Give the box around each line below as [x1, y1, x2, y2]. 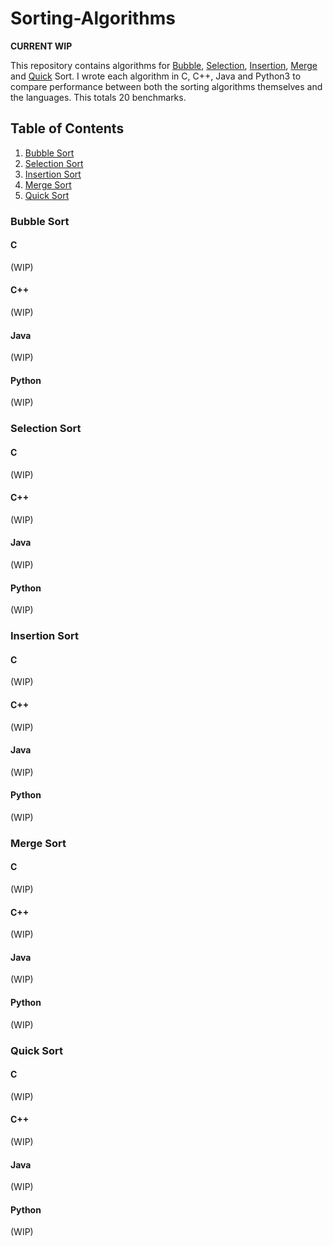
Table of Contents [10, 120, 125, 137]
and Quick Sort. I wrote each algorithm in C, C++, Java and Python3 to [10, 70, 302, 82]
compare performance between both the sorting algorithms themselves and [10, 80, 323, 92]
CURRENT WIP [10, 40, 73, 52]
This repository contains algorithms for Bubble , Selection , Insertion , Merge [10, 59, 318, 71]
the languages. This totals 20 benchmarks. [10, 91, 187, 103]
